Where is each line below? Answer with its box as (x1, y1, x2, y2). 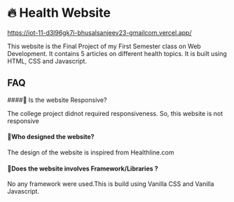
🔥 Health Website (7, 5, 111, 21)
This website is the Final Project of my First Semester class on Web (7, 42, 201, 50)
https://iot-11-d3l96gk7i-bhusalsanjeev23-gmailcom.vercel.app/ (7, 28, 192, 36)
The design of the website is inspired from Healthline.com (7, 148, 174, 157)
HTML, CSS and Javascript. (7, 57, 88, 65)
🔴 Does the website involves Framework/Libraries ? (7, 164, 158, 173)
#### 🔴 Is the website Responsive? (7, 96, 107, 104)
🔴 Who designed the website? (7, 133, 95, 141)
